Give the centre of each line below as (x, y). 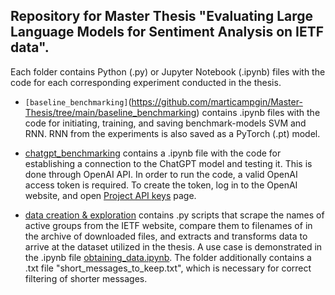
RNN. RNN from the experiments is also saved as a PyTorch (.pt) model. (172, 133)
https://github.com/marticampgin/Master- (217, 101)
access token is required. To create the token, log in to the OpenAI (161, 185)
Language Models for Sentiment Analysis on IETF (167, 32)
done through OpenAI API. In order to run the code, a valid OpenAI (161, 174)
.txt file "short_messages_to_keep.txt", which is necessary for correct (168, 268)
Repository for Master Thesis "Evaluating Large (162, 16)
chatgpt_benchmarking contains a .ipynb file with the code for (153, 153)
